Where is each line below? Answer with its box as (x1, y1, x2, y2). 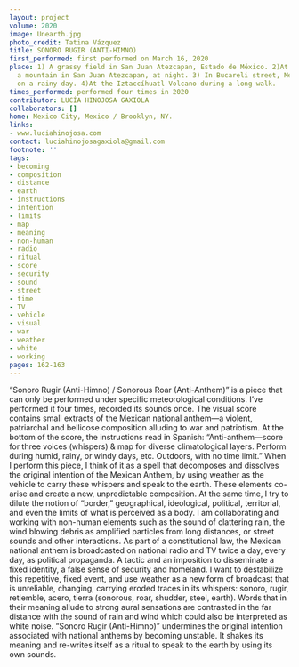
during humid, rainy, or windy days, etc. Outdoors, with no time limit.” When (9, 451, 287, 462)
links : (9, 121, 34, 130)
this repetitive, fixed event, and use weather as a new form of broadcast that (9, 574, 289, 584)
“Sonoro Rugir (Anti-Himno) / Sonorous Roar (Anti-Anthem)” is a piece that (9, 384, 283, 396)
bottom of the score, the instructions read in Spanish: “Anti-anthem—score (9, 432, 283, 443)
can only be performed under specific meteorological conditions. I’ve (9, 394, 263, 405)
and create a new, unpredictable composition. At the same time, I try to (29, 488, 289, 499)
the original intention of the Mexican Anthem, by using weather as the (9, 470, 264, 480)
